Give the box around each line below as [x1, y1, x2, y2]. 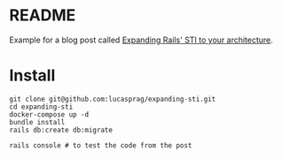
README [9, 5, 76, 26]
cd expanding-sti [9, 102, 74, 111]
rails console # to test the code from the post [9, 140, 192, 150]
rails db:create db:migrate [9, 125, 114, 134]
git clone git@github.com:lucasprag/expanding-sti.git [9, 95, 216, 103]
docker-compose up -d [9, 110, 90, 119]
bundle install [9, 117, 66, 126]
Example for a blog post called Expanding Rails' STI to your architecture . [9, 34, 273, 45]
